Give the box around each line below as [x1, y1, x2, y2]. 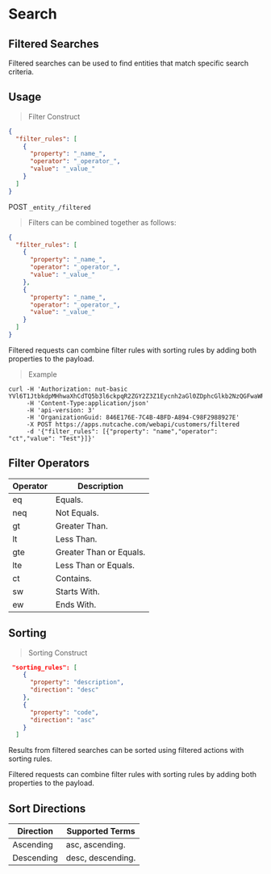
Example [27, 369, 58, 379]
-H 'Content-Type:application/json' [26, 399, 150, 408]
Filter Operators [8, 457, 90, 470]
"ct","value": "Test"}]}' [8, 434, 95, 442]
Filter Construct [27, 111, 81, 121]
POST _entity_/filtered [8, 202, 91, 211]
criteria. [8, 67, 35, 77]
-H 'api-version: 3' [26, 406, 95, 414]
